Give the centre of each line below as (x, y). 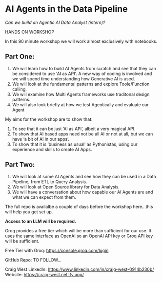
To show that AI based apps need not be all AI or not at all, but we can (82, 134)
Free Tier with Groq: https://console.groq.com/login (57, 250)
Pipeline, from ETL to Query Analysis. (50, 182)
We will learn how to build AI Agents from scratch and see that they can (84, 68)
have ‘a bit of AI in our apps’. (41, 139)
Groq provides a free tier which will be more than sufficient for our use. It (78, 230)
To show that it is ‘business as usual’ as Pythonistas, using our (75, 144)
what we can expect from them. (44, 197)
